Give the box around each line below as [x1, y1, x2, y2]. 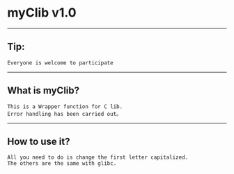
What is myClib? [7, 85, 80, 96]
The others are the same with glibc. [7, 160, 117, 167]
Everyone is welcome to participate [7, 59, 114, 67]
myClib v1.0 [7, 5, 77, 21]
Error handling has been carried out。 [7, 110, 122, 117]
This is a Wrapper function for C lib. [7, 103, 123, 110]
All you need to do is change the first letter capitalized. [7, 154, 189, 161]
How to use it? [7, 135, 70, 147]
